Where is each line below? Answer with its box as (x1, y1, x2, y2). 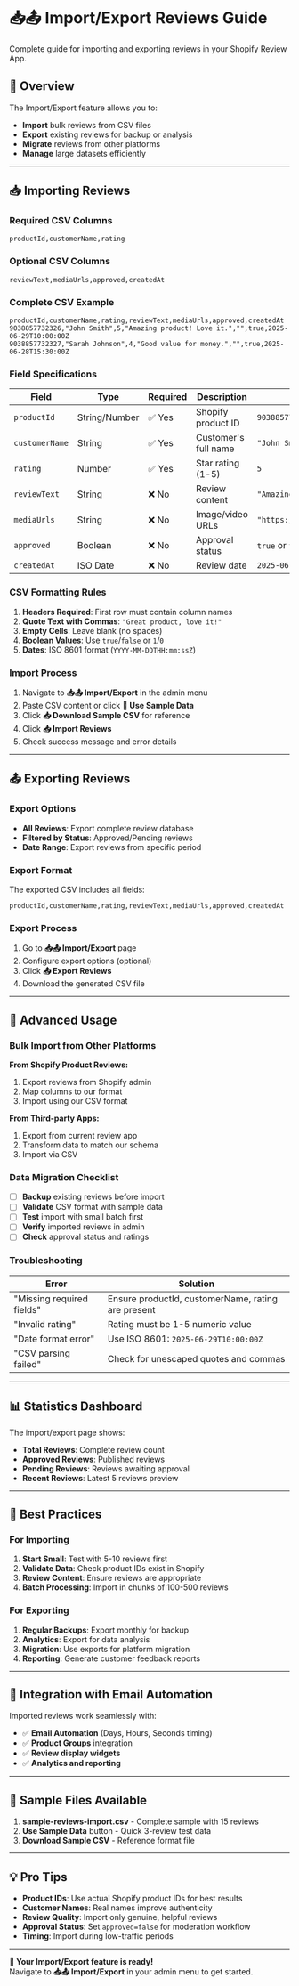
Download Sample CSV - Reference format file (21, 1836, 196, 1846)
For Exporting (9, 1604, 69, 1617)
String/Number (77, 411, 140, 424)
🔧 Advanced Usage (9, 1012, 117, 1027)
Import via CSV (21, 1148, 78, 1159)
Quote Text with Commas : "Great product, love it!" (21, 616, 222, 627)
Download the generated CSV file (21, 978, 145, 989)
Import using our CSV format (21, 1095, 128, 1106)
